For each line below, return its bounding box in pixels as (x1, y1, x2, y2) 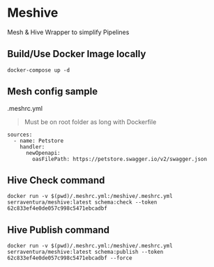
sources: (7, 131, 33, 138)
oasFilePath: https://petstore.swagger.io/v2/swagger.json (32, 155, 208, 162)
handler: (20, 143, 45, 151)
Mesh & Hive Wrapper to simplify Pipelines (7, 28, 130, 36)
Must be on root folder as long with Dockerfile (24, 117, 157, 126)
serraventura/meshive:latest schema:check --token (7, 199, 158, 206)
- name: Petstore (13, 137, 64, 144)
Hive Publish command (7, 224, 110, 236)
